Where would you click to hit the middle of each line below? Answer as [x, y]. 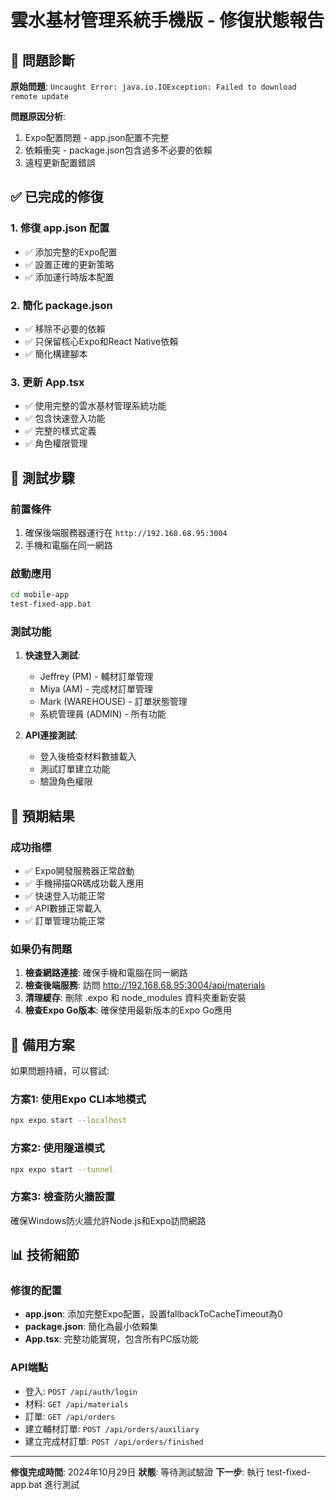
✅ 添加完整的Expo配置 [71, 252]
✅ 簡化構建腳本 [56, 353]
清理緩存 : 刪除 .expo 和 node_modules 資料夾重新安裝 [135, 998]
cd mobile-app [40, 595]
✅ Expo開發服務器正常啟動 [79, 870]
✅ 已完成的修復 [57, 197]
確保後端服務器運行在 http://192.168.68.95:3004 [126, 532]
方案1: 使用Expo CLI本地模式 [78, 1099]
